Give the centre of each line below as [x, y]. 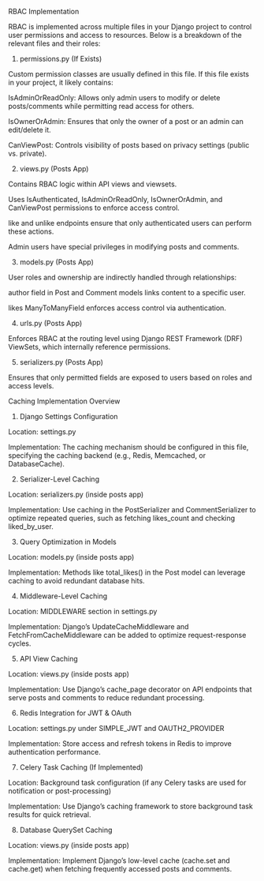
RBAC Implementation [44, 11]
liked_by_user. [31, 527]
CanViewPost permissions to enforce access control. [94, 208]
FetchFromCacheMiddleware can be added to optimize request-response [127, 635]
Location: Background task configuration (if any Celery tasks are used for [127, 782]
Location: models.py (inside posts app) [71, 557]
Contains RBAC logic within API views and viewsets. [93, 184]
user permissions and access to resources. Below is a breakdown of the [125, 35]
